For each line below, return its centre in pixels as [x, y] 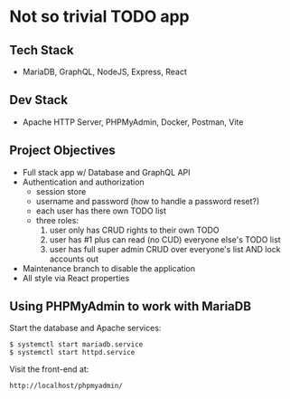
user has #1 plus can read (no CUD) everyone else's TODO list [165, 239]
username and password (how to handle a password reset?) [148, 201]
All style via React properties [76, 278]
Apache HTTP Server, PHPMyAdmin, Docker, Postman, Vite [133, 122]
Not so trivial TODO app [99, 17]
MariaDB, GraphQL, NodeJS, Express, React [104, 71]
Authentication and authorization [83, 182]
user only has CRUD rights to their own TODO [134, 230]
